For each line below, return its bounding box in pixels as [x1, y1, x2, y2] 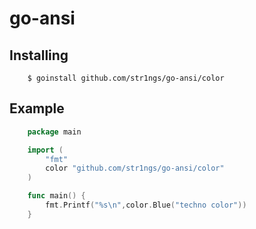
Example [9, 100, 65, 117]
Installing [9, 47, 69, 64]
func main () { [27, 191, 86, 201]
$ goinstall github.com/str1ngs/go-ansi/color [27, 73, 225, 83]
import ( [27, 145, 64, 155]
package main [27, 127, 82, 137]
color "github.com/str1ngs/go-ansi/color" [45, 163, 225, 174]
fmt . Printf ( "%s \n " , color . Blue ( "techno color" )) [45, 200, 247, 211]
